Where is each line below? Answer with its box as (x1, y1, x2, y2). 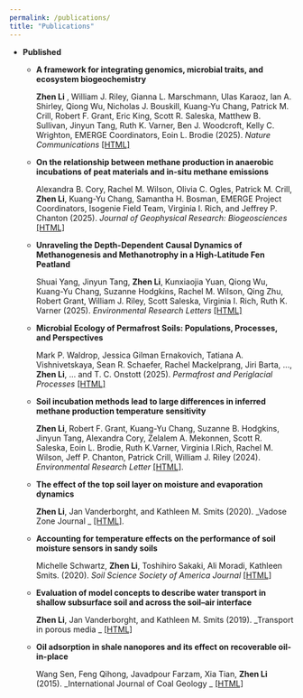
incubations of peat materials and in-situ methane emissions (35, 166, 269, 177)
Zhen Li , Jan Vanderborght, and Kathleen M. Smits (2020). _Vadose (35, 506, 287, 517)
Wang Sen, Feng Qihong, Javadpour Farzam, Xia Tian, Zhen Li (35, 668, 268, 679)
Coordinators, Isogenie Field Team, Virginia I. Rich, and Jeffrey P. (35, 202, 278, 213)
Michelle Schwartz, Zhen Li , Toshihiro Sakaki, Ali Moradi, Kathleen (35, 560, 282, 571)
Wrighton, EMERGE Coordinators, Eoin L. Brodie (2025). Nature (35, 129, 271, 140)
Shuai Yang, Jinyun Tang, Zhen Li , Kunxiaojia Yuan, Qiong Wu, (35, 276, 269, 287)
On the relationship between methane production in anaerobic (35, 156, 274, 167)
